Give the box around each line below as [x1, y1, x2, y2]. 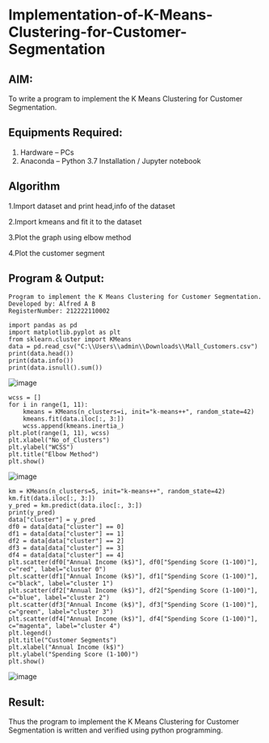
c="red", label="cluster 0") [8, 566, 107, 574]
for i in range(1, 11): [8, 401, 89, 409]
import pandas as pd [8, 322, 78, 330]
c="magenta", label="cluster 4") [8, 622, 121, 630]
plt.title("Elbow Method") [8, 450, 99, 459]
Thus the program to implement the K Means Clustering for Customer [8, 717, 240, 727]
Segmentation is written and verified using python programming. [8, 725, 224, 735]
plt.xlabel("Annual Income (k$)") [8, 643, 125, 651]
